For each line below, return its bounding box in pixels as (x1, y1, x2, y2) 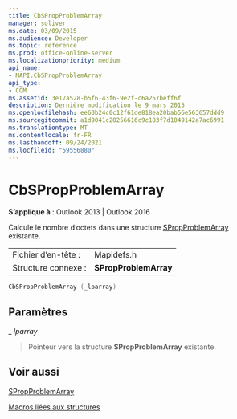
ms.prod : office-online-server (8, 49, 113, 57)
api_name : (8, 64, 42, 72)
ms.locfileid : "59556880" (8, 146, 95, 154)
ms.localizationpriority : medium (8, 57, 121, 65)
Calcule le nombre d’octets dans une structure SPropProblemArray (8, 222, 229, 233)
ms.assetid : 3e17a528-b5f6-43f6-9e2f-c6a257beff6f (8, 94, 182, 102)
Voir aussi (8, 365, 59, 379)
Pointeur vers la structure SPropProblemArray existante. (27, 342, 217, 352)
